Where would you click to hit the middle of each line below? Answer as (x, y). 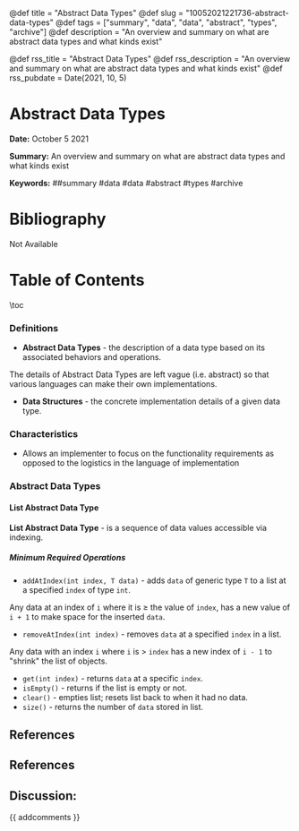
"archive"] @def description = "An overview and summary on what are (139, 32)
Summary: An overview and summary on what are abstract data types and (147, 156)
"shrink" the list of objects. (58, 661)
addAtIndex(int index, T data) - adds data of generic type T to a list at (154, 580)
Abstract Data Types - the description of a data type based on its (144, 347)
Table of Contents (77, 280)
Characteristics (44, 434)
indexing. (26, 537)
